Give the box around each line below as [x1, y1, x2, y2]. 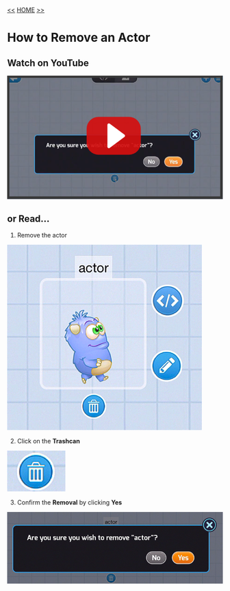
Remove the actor [16, 231, 67, 239]
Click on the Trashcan [16, 437, 80, 445]
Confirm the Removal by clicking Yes [16, 498, 123, 507]
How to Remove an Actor [7, 30, 151, 45]
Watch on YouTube [7, 57, 89, 69]
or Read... [7, 213, 50, 224]
